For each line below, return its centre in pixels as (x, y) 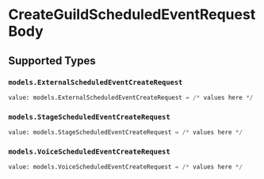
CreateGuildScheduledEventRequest (132, 15)
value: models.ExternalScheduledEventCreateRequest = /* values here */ (131, 97)
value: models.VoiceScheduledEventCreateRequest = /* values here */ (126, 167)
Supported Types (52, 61)
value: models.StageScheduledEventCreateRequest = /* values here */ (126, 132)
